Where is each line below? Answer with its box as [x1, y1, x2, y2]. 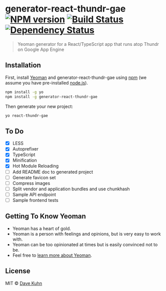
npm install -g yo [5, 89, 44, 95]
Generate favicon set [12, 174, 56, 180]
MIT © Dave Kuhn [5, 280, 43, 286]
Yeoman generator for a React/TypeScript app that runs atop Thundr [17, 41, 159, 47]
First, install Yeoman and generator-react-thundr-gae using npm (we [5, 74, 147, 81]
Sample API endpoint [12, 191, 56, 197]
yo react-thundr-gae [5, 113, 49, 118]
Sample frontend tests [12, 197, 59, 203]
